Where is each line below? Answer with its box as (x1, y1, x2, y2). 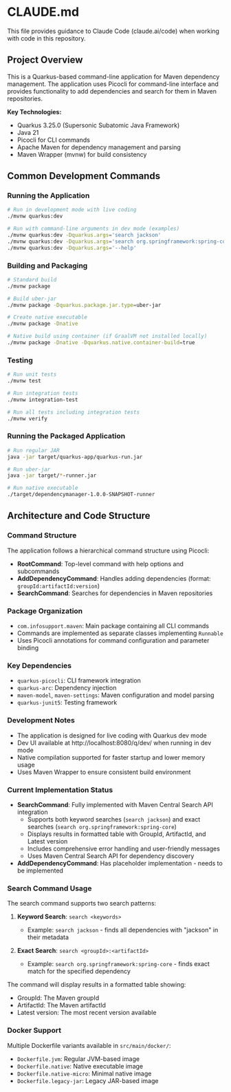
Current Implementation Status (7, 785, 113, 795)
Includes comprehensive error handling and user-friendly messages (27, 844, 220, 853)
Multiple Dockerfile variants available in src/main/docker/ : (7, 1041, 171, 1049)
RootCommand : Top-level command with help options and (16, 559, 184, 568)
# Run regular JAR (7, 447, 60, 454)
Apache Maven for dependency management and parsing (16, 142, 181, 151)
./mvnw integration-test (7, 396, 78, 403)
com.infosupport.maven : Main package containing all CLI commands (16, 622, 210, 630)
